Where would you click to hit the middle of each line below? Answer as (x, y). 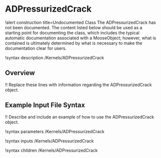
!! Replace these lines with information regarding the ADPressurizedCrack (79, 85)
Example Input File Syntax (45, 105)
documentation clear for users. (36, 48)
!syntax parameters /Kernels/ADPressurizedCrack (55, 131)
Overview (20, 73)
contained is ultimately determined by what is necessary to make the (74, 43)
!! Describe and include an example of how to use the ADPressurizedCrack (80, 117)
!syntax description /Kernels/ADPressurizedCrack (55, 57)
